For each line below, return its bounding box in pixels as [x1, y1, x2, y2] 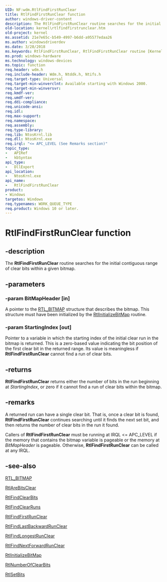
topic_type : [5, 146, 30, 151]
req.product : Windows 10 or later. [5, 206, 79, 211]
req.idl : [5, 109, 23, 114]
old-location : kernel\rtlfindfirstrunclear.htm [5, 26, 106, 31]
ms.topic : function [5, 63, 46, 68]
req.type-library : [5, 127, 43, 132]
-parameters [5, 280, 45, 288]
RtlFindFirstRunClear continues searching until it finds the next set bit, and [5, 416, 159, 422]
